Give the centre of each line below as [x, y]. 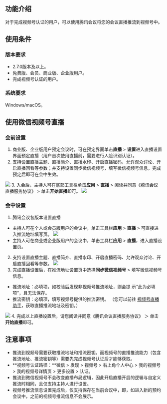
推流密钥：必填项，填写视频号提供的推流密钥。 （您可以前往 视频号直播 [86, 299]
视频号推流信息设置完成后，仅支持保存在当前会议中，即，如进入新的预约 [86, 390]
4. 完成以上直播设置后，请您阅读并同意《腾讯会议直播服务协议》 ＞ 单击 [85, 316]
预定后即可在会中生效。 [36, 174]
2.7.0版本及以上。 [30, 66]
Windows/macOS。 [25, 105]
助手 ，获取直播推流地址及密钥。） [46, 305]
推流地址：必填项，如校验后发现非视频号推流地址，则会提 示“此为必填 [84, 287]
